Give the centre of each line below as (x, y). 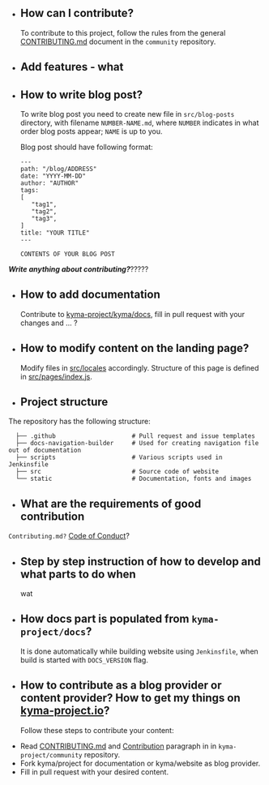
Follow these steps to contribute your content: (97, 730)
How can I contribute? (77, 13)
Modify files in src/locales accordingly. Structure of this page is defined (139, 367)
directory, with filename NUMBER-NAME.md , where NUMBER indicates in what (139, 123)
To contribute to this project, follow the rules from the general (123, 32)
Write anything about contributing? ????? (79, 269)
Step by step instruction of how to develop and (141, 562)
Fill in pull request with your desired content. (94, 772)
